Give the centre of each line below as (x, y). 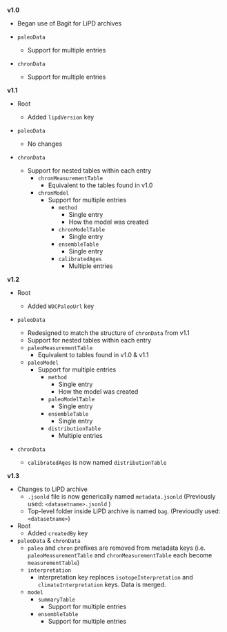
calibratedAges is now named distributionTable (97, 462)
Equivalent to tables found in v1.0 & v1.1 (93, 355)
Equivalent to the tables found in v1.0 (100, 185)
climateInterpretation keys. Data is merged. (102, 584)
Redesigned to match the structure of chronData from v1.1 (108, 333)
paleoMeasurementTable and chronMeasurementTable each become (120, 555)
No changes (45, 144)
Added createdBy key (58, 533)
